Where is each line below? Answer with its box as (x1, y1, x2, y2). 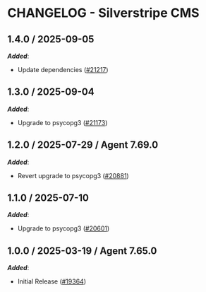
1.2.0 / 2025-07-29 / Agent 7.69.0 (7, 139, 159, 151)
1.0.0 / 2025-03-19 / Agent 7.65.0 (7, 245, 157, 257)
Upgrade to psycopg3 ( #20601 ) (17, 224, 110, 233)
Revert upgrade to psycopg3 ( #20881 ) (17, 171, 129, 180)
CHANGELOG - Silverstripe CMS (7, 5, 200, 21)
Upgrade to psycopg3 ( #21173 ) (17, 118, 108, 127)
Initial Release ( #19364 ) (17, 277, 87, 286)
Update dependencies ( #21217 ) (17, 66, 109, 74)
